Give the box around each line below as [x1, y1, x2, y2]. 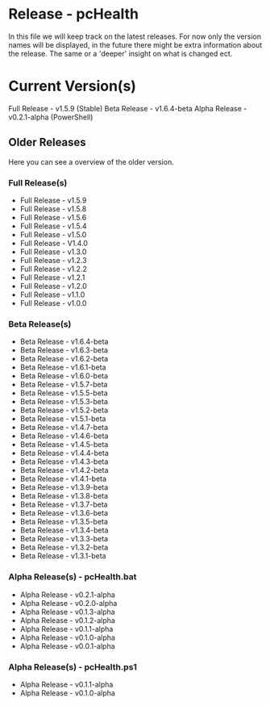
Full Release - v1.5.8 [19, 203, 87, 214]
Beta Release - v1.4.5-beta [19, 440, 109, 449]
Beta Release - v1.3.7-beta [19, 499, 108, 509]
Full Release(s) [8, 177, 68, 188]
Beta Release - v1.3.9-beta [19, 483, 109, 492]
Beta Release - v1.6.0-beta [19, 371, 109, 381]
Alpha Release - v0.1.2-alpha [19, 615, 115, 625]
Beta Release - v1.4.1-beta [19, 474, 107, 484]
